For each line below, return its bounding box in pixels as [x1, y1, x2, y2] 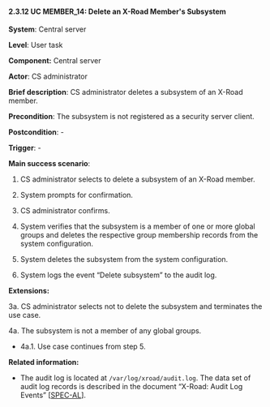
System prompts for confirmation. [19, 191, 134, 200]
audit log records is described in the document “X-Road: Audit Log [19, 382, 243, 392]
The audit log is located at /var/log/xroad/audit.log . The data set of [19, 373, 251, 383]
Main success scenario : [8, 159, 91, 169]
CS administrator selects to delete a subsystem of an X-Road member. [19, 174, 255, 184]
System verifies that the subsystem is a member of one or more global [19, 221, 255, 231]
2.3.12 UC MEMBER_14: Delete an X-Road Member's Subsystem [8, 6, 227, 16]
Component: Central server [8, 56, 101, 66]
